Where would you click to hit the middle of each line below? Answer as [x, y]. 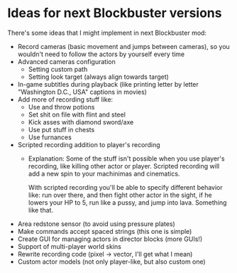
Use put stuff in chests [61, 129]
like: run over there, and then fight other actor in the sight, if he [120, 195]
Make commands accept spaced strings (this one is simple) [105, 231]
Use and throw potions [61, 107]
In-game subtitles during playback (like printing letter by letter [108, 84]
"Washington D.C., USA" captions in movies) [82, 92]
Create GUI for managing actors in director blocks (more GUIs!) [110, 239]
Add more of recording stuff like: [65, 99]
